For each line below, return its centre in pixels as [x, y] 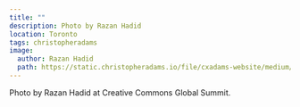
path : [28, 68]
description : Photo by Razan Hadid [75, 26]
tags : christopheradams [54, 42]
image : [21, 51]
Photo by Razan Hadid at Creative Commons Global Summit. [120, 92]
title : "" [28, 17]
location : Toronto [43, 34]
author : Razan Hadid [55, 59]
